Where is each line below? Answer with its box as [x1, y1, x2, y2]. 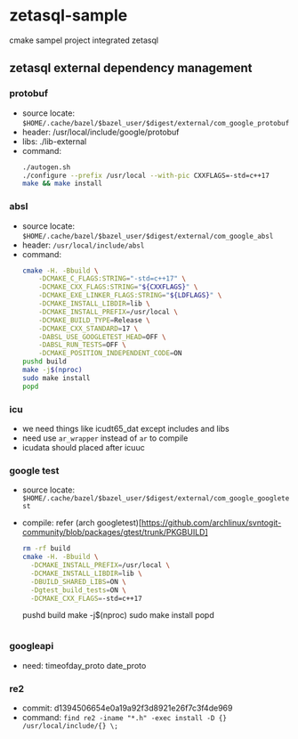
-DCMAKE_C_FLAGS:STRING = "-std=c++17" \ [38, 274, 187, 283]
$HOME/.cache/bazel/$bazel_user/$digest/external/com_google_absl [21, 231, 274, 240]
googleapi [9, 640, 54, 653]
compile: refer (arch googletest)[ [21, 517, 142, 528]
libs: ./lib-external [21, 135, 87, 147]
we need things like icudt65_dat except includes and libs [21, 423, 230, 434]
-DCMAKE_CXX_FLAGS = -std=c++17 [30, 594, 142, 603]
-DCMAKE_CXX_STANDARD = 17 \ [38, 324, 139, 333]
